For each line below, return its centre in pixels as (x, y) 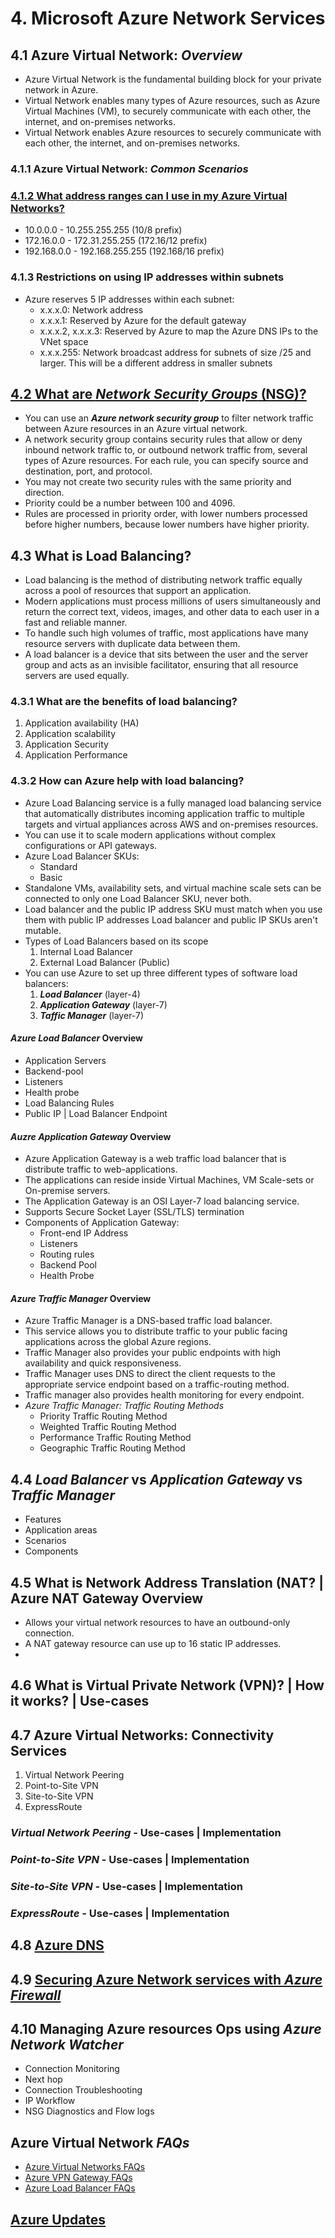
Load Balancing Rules (69, 1103)
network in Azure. (61, 90)
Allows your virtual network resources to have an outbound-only (157, 1622)
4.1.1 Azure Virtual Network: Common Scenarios (129, 169)
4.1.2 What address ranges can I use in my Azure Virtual (149, 195)
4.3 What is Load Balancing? (101, 555)
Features (43, 1519)
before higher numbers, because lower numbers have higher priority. (167, 524)
